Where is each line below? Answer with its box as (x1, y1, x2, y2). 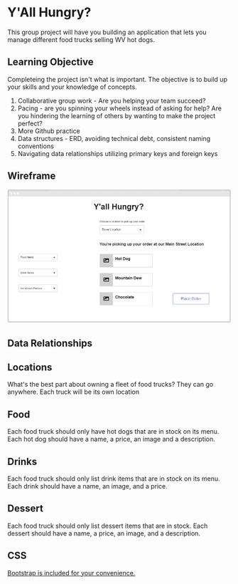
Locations (7, 361, 53, 373)
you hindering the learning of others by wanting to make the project (17, 111, 216, 120)
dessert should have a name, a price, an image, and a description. (7, 528, 201, 538)
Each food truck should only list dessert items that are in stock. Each (7, 521, 208, 530)
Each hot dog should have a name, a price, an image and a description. (7, 435, 215, 444)
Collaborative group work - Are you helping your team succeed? (17, 96, 206, 105)
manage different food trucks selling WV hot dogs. (7, 35, 155, 43)
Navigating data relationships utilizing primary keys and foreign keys (17, 149, 218, 157)
